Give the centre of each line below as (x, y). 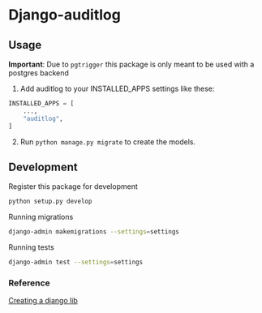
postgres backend (39, 73)
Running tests (31, 247)
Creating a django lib (43, 301)
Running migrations (41, 217)
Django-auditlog (65, 15)
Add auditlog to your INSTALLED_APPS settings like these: (117, 88)
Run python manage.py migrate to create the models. (108, 141)
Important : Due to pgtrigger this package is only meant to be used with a (131, 64)
